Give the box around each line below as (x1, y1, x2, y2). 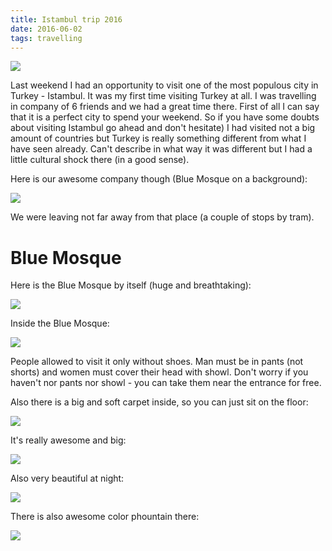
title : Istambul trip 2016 (10, 14, 123, 25)
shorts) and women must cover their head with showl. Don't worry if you (10, 366, 309, 378)
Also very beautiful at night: (10, 472, 125, 485)
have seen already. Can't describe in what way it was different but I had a (10, 143, 313, 155)
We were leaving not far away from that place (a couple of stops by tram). (10, 211, 315, 223)
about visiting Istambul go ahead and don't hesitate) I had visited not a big (10, 122, 316, 134)
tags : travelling (10, 33, 83, 43)
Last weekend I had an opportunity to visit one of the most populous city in (10, 79, 319, 91)
